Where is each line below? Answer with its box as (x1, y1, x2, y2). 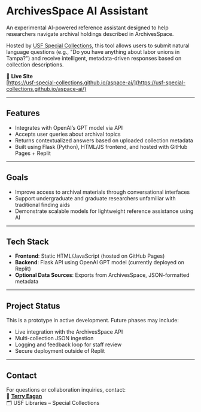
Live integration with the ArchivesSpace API (14, 328, 123, 335)
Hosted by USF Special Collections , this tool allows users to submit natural (6, 42, 190, 49)
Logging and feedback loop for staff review (14, 341, 122, 348)
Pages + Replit (14, 149, 51, 157)
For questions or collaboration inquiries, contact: (6, 386, 126, 393)
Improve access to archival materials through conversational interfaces (14, 188, 190, 196)
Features (6, 108, 40, 118)
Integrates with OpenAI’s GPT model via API (14, 124, 123, 131)
